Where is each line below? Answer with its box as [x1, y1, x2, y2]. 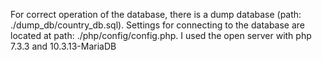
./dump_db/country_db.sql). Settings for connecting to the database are [10, 19, 306, 31]
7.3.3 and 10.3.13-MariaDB [10, 40, 117, 52]
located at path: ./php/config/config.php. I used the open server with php [10, 30, 312, 41]
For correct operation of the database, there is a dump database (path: [10, 9, 302, 20]
